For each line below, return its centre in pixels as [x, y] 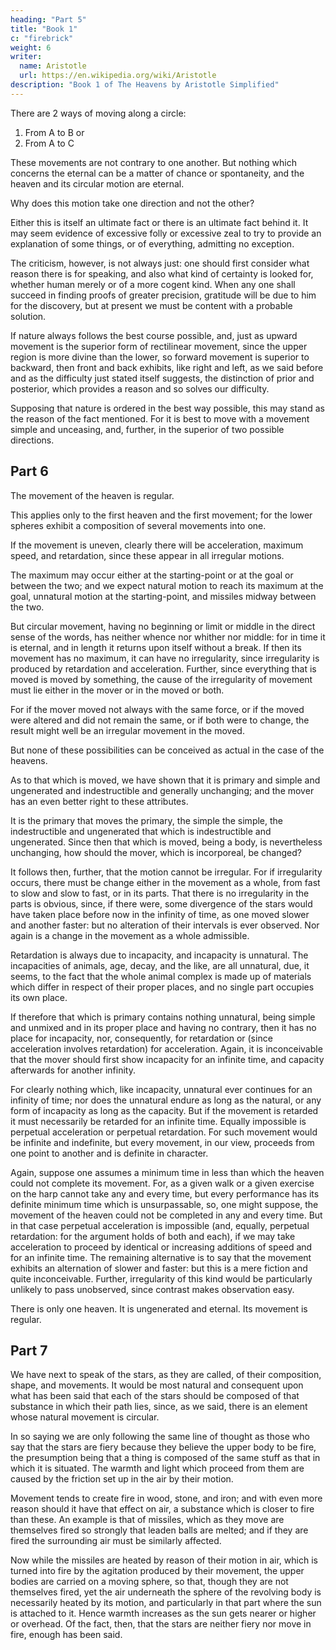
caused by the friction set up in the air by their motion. [122, 1479]
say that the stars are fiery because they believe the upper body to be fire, [163, 1447]
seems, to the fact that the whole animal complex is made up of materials [161, 976]
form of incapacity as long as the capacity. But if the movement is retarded [164, 1110]
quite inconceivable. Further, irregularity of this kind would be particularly [161, 1278]
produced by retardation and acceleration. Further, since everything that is [163, 668]
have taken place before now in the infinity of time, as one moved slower [160, 914]
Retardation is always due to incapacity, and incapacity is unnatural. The [159, 955]
